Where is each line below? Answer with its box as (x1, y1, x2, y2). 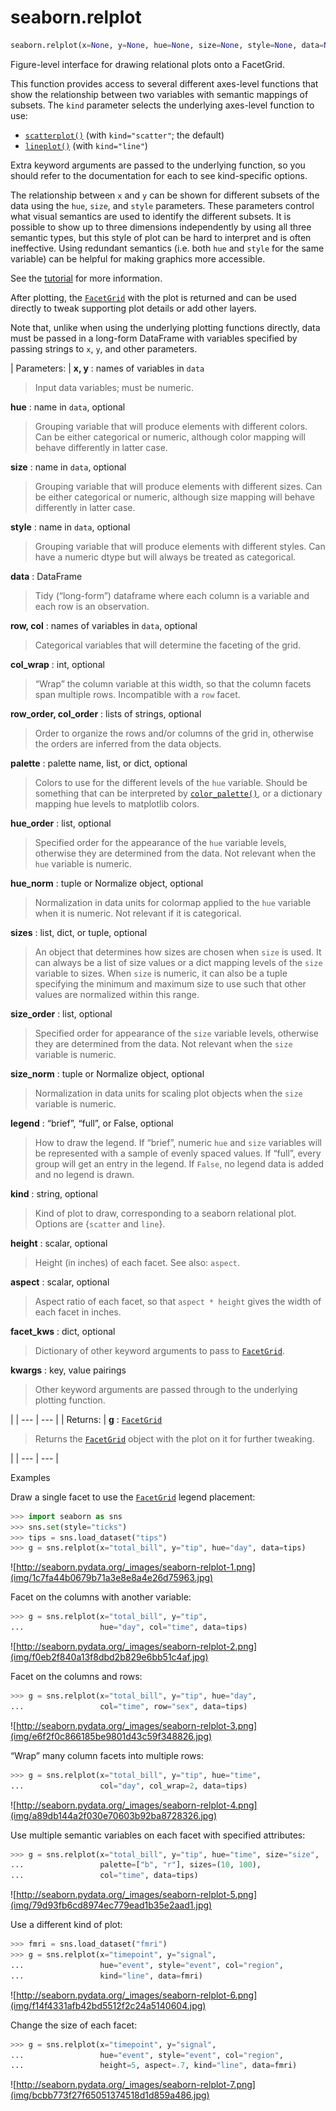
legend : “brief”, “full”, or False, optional (10, 1117, 174, 1129)
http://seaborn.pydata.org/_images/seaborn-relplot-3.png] (16, 1719, 258, 1731)
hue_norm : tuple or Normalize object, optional (10, 877, 204, 889)
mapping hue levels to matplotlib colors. (34, 797, 200, 810)
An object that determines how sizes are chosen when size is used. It (34, 946, 322, 958)
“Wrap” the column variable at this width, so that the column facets (34, 677, 312, 690)
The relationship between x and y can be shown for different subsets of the (10, 189, 320, 201)
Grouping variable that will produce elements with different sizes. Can (34, 480, 323, 492)
